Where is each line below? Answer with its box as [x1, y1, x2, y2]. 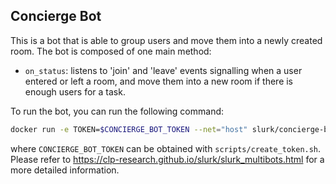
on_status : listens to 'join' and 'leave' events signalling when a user [24, 64, 303, 76]
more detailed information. [10, 164, 120, 176]
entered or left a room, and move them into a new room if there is [24, 75, 294, 87]
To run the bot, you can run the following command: [10, 105, 225, 117]
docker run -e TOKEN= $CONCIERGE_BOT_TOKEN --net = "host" [10, 124, 248, 134]
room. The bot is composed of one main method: [10, 45, 212, 57]
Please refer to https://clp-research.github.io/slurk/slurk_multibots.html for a [10, 153, 325, 165]
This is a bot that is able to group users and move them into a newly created [10, 34, 323, 46]
